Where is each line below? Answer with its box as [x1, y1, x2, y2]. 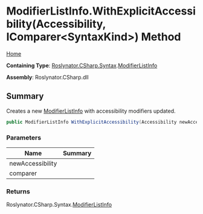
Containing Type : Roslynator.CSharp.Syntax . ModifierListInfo [6, 62, 158, 69]
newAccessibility [9, 159, 57, 167]
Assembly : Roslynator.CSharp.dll [6, 73, 89, 81]
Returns [6, 187, 30, 195]
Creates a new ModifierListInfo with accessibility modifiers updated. [6, 107, 176, 115]
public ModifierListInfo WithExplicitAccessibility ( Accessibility [6, 119, 177, 125]
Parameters [6, 133, 41, 142]
